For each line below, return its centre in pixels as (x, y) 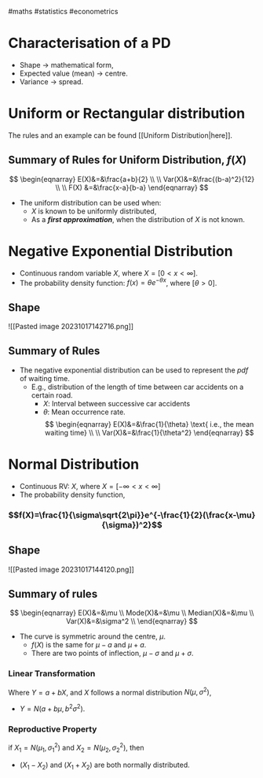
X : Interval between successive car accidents (117, 403)
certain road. (52, 395)
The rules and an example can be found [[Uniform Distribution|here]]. (121, 135)
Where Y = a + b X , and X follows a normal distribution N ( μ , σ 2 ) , (110, 691)
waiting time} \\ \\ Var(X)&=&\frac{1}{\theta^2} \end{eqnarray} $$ (149, 432)
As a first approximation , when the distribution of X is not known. (138, 219)
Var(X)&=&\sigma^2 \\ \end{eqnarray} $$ (132, 621)
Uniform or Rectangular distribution (127, 114)
